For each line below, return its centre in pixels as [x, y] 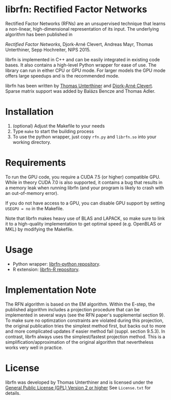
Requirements [36, 163]
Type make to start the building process [53, 131]
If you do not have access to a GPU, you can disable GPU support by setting [85, 203]
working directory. [32, 142]
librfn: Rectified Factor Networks [76, 9]
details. [13, 393]
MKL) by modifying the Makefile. [39, 229]
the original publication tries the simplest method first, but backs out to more [86, 326]
